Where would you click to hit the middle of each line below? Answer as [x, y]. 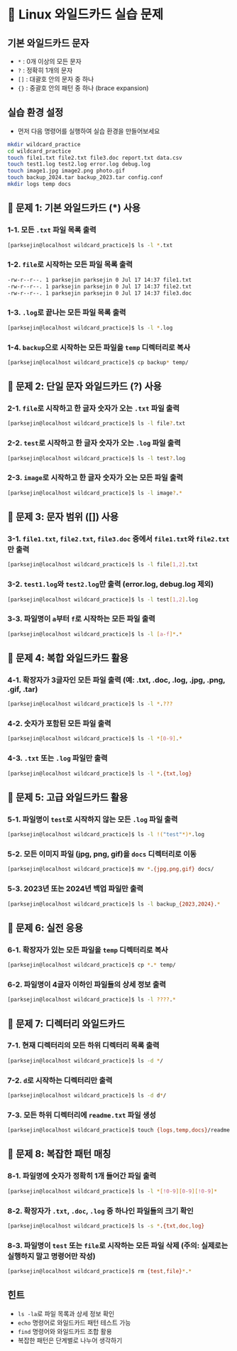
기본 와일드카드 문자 [48, 43]
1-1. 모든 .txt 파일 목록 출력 [52, 230]
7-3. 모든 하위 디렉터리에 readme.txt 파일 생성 [82, 1114]
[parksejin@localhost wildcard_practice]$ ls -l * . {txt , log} [100, 774]
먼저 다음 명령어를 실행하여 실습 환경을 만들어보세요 [89, 131]
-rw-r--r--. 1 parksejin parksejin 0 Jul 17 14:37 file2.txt [100, 286]
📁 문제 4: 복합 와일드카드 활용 [68, 658]
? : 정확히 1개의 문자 [45, 70]
